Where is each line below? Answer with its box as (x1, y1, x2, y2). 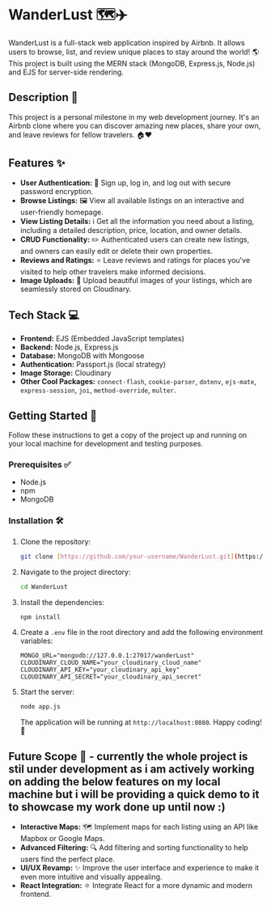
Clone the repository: (19, 536, 91, 546)
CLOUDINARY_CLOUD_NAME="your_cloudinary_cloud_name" (19, 659, 202, 667)
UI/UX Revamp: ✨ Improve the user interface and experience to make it (19, 863, 260, 873)
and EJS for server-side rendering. (8, 67, 124, 77)
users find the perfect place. (19, 854, 116, 865)
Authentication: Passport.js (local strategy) (19, 360, 167, 370)
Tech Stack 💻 (8, 308, 80, 322)
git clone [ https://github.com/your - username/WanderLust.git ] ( (19, 552, 239, 560)
